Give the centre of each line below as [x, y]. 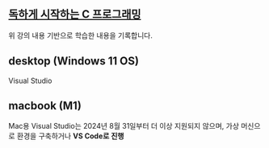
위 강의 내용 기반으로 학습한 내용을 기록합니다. [81, 35]
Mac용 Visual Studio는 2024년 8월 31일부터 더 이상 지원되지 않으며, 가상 [124, 126]
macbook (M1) [45, 106]
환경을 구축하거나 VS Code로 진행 [70, 136]
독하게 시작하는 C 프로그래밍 [75, 14]
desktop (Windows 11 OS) [74, 62]
